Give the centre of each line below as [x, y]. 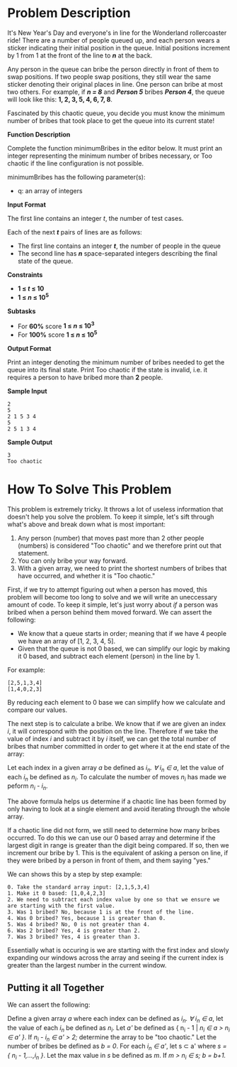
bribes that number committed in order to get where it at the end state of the [118, 746]
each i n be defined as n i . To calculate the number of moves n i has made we [117, 778]
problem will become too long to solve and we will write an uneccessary [112, 597]
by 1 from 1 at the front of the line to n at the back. [80, 55]
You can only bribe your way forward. [72, 560]
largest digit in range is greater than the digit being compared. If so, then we [118, 845]
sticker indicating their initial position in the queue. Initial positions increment [119, 48]
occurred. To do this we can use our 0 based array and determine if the [111, 838]
